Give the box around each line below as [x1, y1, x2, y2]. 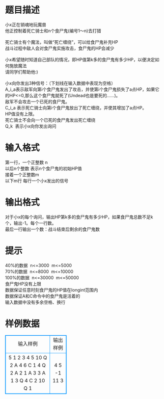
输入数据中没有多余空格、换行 [5, 299, 65, 305]
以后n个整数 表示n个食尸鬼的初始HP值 [5, 165, 82, 171]
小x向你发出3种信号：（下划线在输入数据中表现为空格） [5, 80, 116, 86]
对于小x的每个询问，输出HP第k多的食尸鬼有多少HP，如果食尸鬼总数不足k [5, 214, 153, 220]
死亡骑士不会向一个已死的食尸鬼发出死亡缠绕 [5, 117, 96, 123]
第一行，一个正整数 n [5, 159, 48, 165]
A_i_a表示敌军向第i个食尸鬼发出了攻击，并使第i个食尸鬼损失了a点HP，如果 [5, 86, 156, 92]
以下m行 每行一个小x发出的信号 [5, 178, 69, 184]
